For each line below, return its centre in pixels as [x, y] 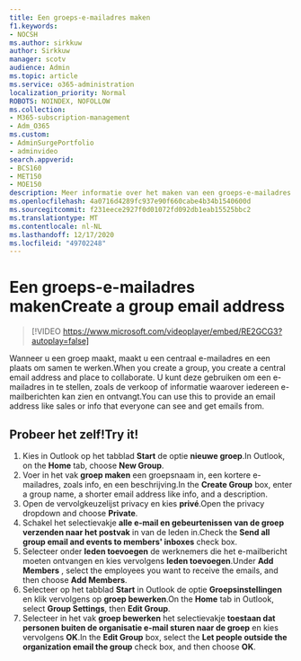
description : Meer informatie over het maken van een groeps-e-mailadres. [152, 193]
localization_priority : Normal [68, 93]
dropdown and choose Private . [80, 513]
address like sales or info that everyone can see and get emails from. [137, 406]
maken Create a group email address [147, 307]
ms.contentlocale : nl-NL [56, 226]
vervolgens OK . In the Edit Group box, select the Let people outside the [155, 637]
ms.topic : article [44, 76]
